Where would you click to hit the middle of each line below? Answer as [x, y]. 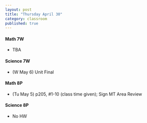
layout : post [18, 10]
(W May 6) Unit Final [33, 72]
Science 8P [17, 105]
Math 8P [14, 83]
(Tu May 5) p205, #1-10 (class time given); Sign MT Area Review [77, 94]
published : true [22, 23]
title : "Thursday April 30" [34, 14]
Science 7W [18, 61]
